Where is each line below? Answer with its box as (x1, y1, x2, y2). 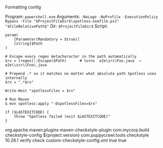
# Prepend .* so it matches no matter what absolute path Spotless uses (5, 71, 157, 76)
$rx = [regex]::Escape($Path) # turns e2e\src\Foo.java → (5, 58, 141, 63)
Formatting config (5, 4, 41, 10)
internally (5, 75, 27, 80)
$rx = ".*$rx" (5, 80, 34, 85)
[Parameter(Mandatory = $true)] (14, 37, 80, 42)
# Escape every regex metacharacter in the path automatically (5, 54, 137, 59)
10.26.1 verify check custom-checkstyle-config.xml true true (5, 137, 127, 143)
